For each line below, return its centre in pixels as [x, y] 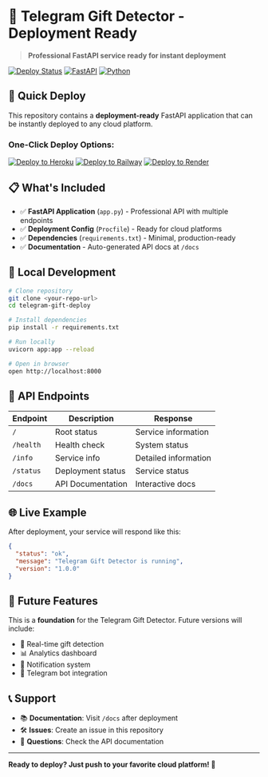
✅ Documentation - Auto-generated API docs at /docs [109, 246]
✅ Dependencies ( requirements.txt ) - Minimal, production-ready [128, 237]
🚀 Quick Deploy [47, 96]
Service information [172, 432]
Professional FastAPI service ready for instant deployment [127, 55]
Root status [76, 432]
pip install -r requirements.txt [64, 328]
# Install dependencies [48, 320]
